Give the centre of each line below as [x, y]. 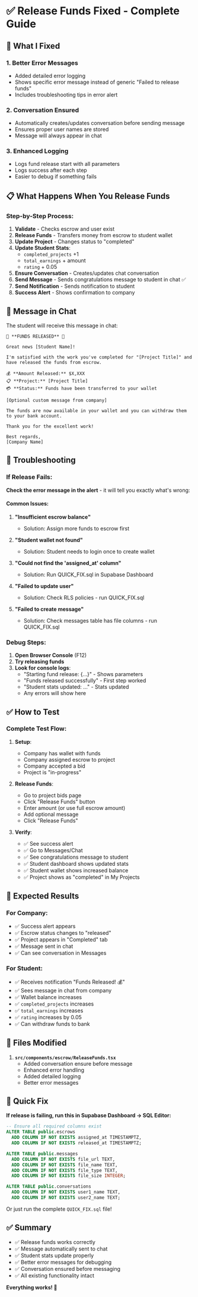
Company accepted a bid [54, 766]
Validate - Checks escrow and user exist [65, 229]
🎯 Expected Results [43, 896]
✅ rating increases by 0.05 [48, 1017]
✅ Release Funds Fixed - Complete [93, 11]
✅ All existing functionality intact [55, 1275]
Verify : [23, 832]
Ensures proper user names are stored [62, 130]
